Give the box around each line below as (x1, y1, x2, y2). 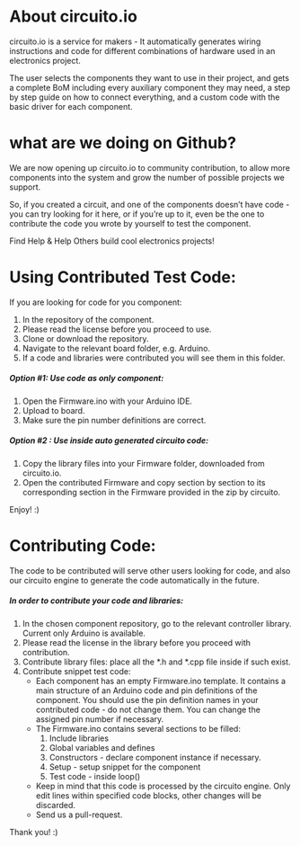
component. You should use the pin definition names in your (35, 694, 259, 705)
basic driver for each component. (9, 101, 133, 111)
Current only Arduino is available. (22, 628, 146, 638)
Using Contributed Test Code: (9, 267, 236, 288)
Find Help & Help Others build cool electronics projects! (9, 236, 216, 246)
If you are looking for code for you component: (9, 297, 182, 307)
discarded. (35, 799, 76, 810)
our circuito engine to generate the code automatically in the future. (9, 574, 260, 585)
